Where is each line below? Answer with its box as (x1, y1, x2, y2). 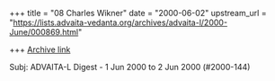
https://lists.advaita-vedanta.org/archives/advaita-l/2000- (13, 17, 227, 28)
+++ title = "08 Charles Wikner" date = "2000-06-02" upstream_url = (9, 8, 267, 18)
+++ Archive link (9, 44, 71, 55)
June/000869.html (9, 27, 79, 37)
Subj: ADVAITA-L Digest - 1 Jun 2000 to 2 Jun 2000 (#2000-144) (9, 62, 251, 72)
